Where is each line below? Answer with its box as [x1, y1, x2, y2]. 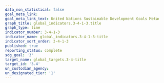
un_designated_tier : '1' [5, 71, 56, 76]
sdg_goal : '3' [5, 52, 34, 58]
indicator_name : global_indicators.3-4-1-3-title [5, 35, 108, 40]
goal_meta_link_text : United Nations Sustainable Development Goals [5, 16, 147, 21]
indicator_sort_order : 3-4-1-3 [5, 39, 69, 44]
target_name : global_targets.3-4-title [5, 57, 86, 62]
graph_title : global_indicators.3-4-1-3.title [5, 21, 102, 26]
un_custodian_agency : [5, 66, 49, 71]
